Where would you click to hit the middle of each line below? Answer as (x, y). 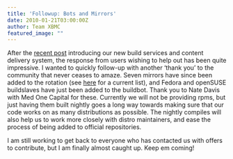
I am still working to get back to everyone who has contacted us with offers (115, 141)
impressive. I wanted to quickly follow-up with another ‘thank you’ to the (111, 68)
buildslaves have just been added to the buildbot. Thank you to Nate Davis (114, 90)
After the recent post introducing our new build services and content (105, 53)
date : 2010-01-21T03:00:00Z (48, 20)
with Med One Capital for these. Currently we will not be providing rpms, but (116, 98)
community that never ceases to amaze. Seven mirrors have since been (110, 75)
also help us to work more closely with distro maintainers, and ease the (109, 120)
